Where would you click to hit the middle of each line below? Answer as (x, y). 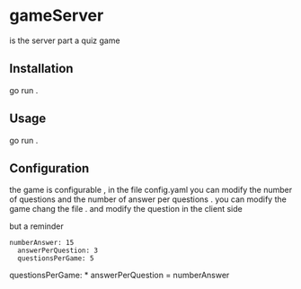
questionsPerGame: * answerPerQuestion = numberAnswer (120, 276)
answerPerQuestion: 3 (58, 251)
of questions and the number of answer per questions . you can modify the (148, 199)
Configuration (49, 168)
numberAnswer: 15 (42, 243)
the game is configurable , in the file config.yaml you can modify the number (151, 190)
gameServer (57, 16)
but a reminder (37, 226)
